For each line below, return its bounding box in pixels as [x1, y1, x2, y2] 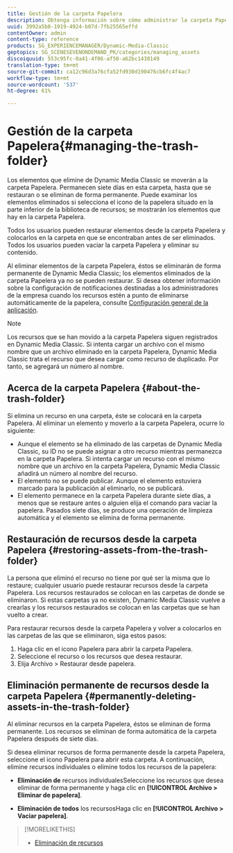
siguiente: [7, 426, 36, 434]
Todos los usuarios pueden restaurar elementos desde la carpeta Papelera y [7, 226, 226, 234]
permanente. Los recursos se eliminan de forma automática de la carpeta [7, 727, 217, 735]
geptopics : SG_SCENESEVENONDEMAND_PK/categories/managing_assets [7, 49, 200, 56]
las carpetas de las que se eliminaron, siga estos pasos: [7, 631, 167, 639]
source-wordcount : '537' [7, 81, 79, 88]
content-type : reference [7, 36, 79, 43]
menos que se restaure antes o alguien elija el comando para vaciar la [17, 499, 217, 507]
